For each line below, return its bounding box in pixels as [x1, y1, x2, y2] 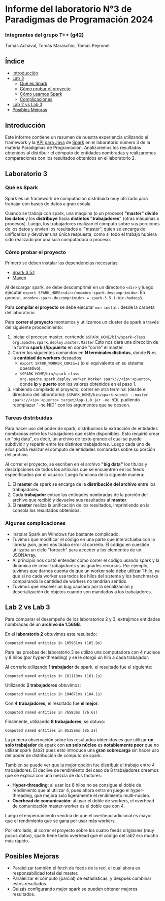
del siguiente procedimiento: [5, 324, 63, 330]
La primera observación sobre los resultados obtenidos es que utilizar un [5, 736, 154, 743]
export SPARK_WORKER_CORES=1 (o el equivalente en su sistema [19, 360, 144, 366]
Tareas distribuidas [5, 414, 53, 421]
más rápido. [5, 837, 30, 844]
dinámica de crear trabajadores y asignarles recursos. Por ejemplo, [12, 562, 149, 568]
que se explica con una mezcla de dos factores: [5, 772, 102, 778]
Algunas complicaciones [5, 520, 66, 527]
